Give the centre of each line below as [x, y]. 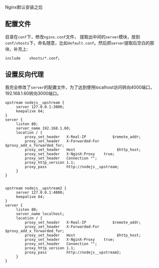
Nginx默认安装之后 [24, 7]
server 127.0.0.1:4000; [40, 192]
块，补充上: [17, 49]
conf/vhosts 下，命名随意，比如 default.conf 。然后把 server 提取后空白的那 [80, 43]
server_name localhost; [40, 214]
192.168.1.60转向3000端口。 [33, 93]
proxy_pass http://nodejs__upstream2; [73, 252]
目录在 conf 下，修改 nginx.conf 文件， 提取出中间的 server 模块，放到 [73, 37]
